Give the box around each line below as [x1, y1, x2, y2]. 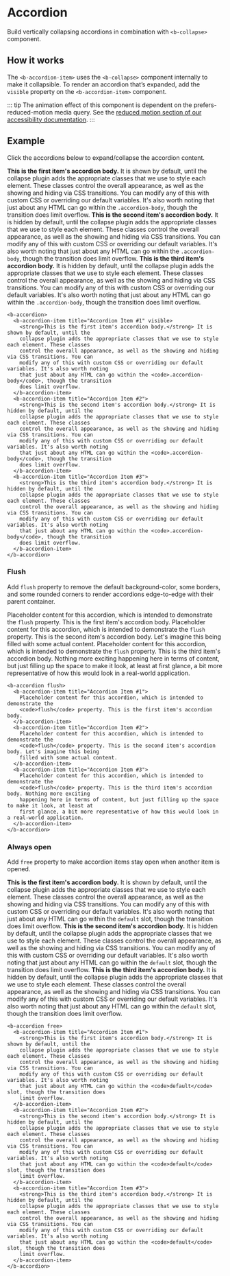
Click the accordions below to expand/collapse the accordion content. [7, 153, 205, 162]
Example [7, 135, 45, 147]
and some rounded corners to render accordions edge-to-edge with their [7, 590, 214, 598]
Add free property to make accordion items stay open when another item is [7, 858, 220, 866]
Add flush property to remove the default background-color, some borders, [7, 582, 220, 591]
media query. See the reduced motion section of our [54, 108, 202, 116]
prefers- [193, 101, 217, 109]
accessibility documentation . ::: [7, 115, 95, 123]
